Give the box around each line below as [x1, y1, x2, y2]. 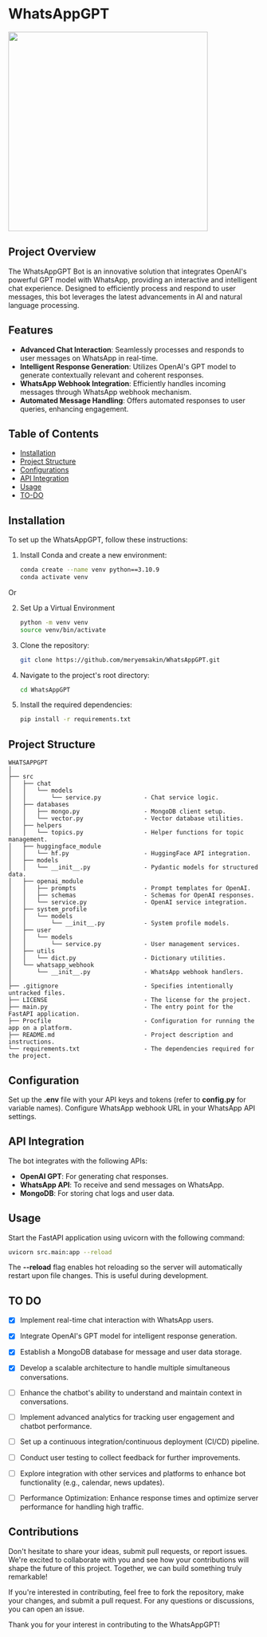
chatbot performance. [19, 1421, 92, 1430]
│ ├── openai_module [8, 878, 84, 886]
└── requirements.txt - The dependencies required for [8, 1045, 255, 1053]
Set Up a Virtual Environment [19, 603, 116, 613]
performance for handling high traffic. [19, 1501, 144, 1512]
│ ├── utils [8, 947, 56, 956]
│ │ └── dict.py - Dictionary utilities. [8, 954, 226, 962]
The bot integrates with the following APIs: [8, 1156, 147, 1166]
